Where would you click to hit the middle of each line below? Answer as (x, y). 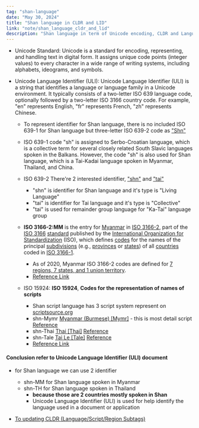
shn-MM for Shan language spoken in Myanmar (82, 382)
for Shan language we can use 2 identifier (66, 371)
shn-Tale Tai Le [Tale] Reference (72, 338)
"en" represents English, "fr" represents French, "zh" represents (93, 106)
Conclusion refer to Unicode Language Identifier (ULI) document (87, 357)
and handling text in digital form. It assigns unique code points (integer (101, 57)
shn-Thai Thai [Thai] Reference (70, 331)
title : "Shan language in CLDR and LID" (57, 23)
